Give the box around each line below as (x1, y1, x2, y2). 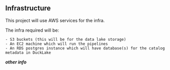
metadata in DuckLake (5, 50, 51, 55)
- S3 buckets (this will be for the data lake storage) (5, 37, 126, 42)
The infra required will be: (5, 27, 60, 33)
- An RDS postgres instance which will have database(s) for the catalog (5, 45, 165, 51)
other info (5, 59, 27, 65)
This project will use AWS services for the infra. (5, 17, 105, 23)
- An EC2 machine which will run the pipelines (5, 41, 108, 46)
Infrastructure (5, 4, 51, 13)
